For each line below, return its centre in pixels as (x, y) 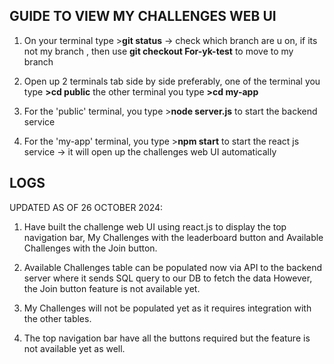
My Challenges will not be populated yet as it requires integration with (167, 308)
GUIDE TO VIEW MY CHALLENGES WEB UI (143, 16)
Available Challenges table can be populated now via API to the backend (173, 267)
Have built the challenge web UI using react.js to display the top (155, 226)
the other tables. (57, 318)
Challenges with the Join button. (90, 248)
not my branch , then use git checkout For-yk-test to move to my (158, 51)
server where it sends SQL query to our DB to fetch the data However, (168, 278)
